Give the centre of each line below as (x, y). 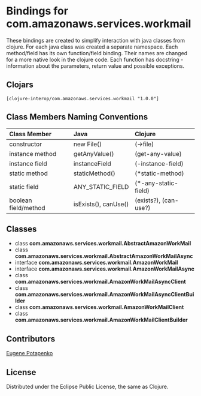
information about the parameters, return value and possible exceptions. (95, 66)
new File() (88, 144)
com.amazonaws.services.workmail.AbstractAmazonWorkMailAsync (104, 256)
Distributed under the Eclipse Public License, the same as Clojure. (87, 386)
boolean (21, 200)
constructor (26, 144)
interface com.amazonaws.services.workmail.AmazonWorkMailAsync (104, 269)
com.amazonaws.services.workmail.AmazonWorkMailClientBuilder (101, 320)
